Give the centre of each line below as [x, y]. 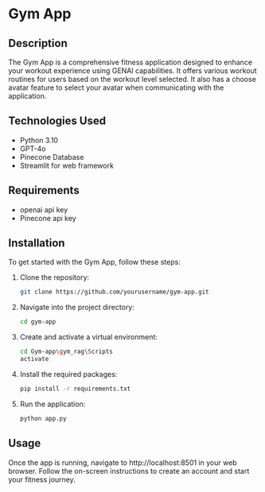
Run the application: [53, 404]
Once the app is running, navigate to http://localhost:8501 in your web [123, 463]
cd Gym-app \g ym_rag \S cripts [66, 352]
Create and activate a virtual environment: [88, 337]
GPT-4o [33, 149]
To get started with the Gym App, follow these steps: [94, 262]
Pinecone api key [48, 218]
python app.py [43, 418]
